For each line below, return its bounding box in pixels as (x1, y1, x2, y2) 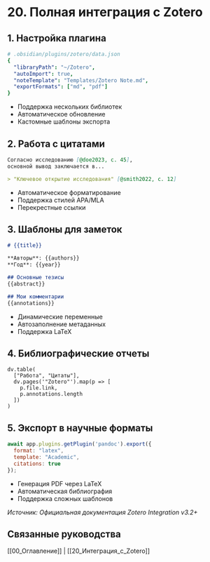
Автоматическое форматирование (17, 188, 121, 196)
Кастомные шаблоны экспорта (17, 117, 111, 126)
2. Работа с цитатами (7, 138, 105, 149)
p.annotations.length (20, 391, 83, 398)
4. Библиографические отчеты (7, 347, 150, 359)
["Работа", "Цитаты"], (13, 373, 80, 380)
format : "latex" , (13, 447, 64, 454)
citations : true (13, 460, 61, 467)
